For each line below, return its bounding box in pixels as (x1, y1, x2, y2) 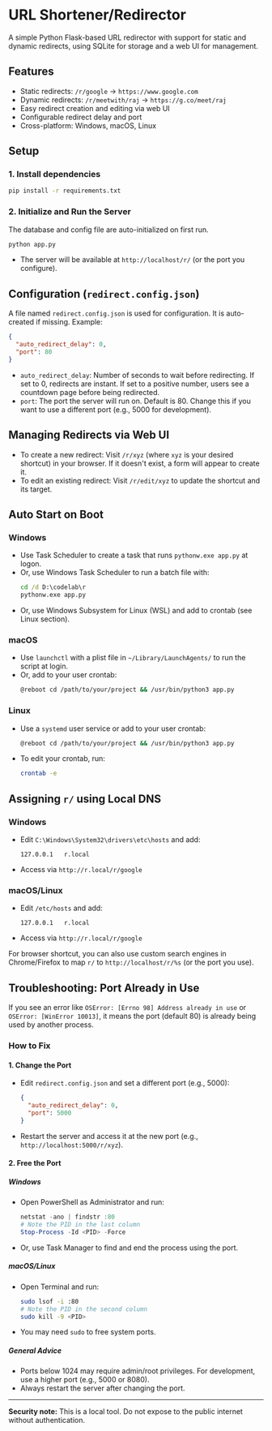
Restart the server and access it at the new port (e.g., (19, 1131, 198, 1141)
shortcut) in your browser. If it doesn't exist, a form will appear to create (19, 458, 261, 468)
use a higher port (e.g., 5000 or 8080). (19, 1375, 150, 1385)
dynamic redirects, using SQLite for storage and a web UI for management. (8, 41, 259, 50)
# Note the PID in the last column (19, 1221, 141, 1229)
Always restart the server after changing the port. (19, 1383, 185, 1393)
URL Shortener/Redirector (8, 6, 186, 24)
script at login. (19, 661, 69, 671)
